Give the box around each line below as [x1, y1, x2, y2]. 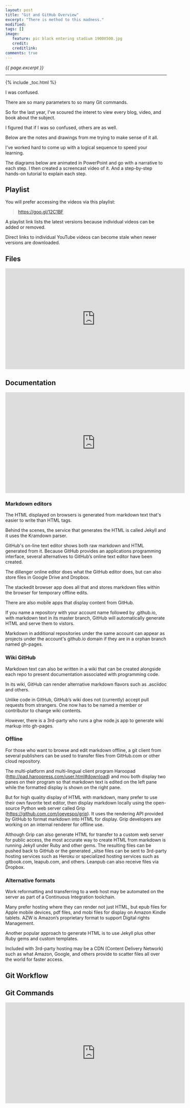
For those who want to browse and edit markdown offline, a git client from [5, 747, 161, 753]
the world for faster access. [5, 956, 64, 962]
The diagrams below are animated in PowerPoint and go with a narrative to [5, 159, 163, 166]
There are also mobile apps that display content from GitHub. [5, 600, 134, 606]
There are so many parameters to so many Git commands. [5, 99, 128, 105]
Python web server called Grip [21, 805, 86, 811]
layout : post [5, 7, 33, 13]
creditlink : [12, 46, 38, 51]
